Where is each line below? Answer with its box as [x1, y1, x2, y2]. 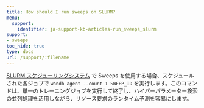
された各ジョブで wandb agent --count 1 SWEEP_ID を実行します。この [6, 79, 181, 87]
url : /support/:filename [6, 54, 69, 60]
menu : [6, 15, 20, 21]
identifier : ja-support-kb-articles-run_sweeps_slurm [17, 26, 157, 32]
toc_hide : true [6, 43, 45, 49]
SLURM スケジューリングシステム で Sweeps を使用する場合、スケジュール [6, 71, 194, 79]
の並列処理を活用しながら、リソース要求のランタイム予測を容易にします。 [6, 95, 192, 102]
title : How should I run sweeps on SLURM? [6, 9, 116, 15]
